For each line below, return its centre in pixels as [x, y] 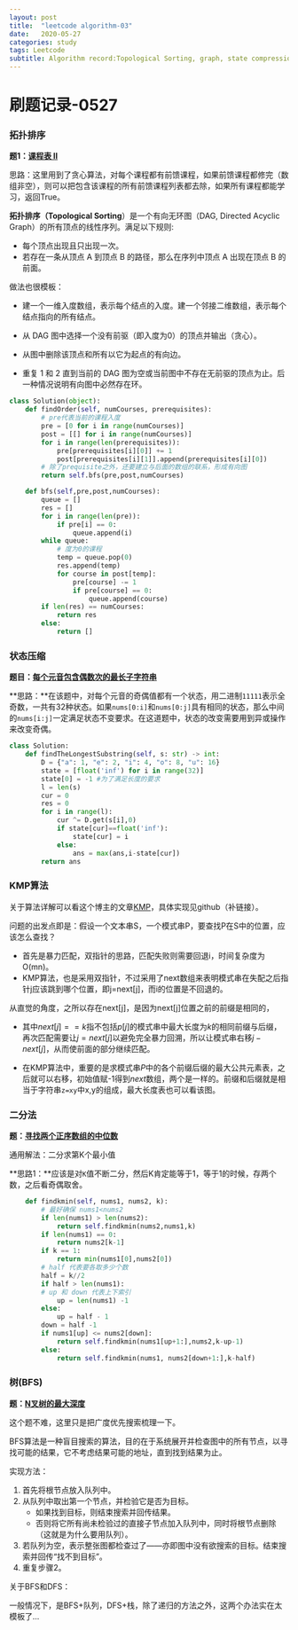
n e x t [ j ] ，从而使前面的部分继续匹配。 [88, 1048]
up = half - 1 [82, 1317]
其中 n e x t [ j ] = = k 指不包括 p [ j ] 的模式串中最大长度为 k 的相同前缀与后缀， [152, 1026]
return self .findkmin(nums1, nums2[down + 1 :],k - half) [156, 1358]
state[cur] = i [100, 836]
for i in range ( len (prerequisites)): [110, 443]
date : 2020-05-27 [45, 34]
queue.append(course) [128, 599]
